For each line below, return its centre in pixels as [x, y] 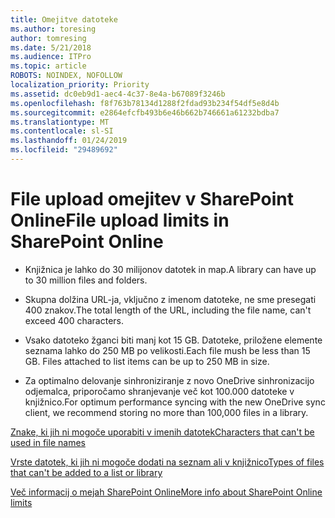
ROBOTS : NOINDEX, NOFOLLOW [66, 76]
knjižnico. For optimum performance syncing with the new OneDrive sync [175, 402]
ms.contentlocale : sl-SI [62, 131]
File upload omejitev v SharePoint [152, 199]
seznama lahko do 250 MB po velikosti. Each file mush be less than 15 [167, 350]
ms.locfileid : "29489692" [64, 150]
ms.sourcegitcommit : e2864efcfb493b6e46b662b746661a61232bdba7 [145, 112]
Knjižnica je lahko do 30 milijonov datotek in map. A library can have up [170, 269]
